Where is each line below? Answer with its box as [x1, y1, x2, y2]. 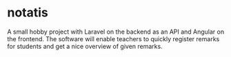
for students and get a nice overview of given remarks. [7, 42, 163, 50]
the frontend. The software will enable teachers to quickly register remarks [7, 34, 220, 43]
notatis [7, 5, 48, 21]
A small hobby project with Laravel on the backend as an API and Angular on [7, 27, 225, 36]
